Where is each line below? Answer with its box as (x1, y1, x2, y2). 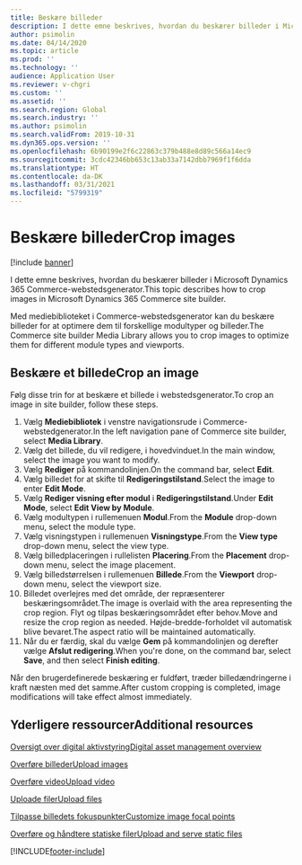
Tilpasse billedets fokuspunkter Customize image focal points (10, 810, 236, 822)
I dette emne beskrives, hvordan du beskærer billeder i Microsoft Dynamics (10, 274, 289, 285)
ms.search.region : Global (10, 105, 107, 114)
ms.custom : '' (10, 88, 64, 97)
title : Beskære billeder (10, 13, 103, 22)
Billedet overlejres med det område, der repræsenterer (22, 587, 225, 598)
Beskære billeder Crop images (10, 227, 236, 248)
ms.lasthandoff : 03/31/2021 (10, 181, 116, 190)
